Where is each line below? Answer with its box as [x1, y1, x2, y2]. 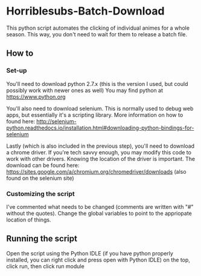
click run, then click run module [6, 262, 85, 270]
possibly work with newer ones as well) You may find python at [6, 87, 164, 94]
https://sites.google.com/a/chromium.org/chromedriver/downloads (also [6, 168, 187, 175]
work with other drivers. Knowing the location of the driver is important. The [6, 155, 195, 162]
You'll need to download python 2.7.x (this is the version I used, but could [6, 80, 188, 87]
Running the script [6, 234, 77, 244]
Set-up [6, 67, 27, 75]
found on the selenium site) [6, 174, 74, 182]
